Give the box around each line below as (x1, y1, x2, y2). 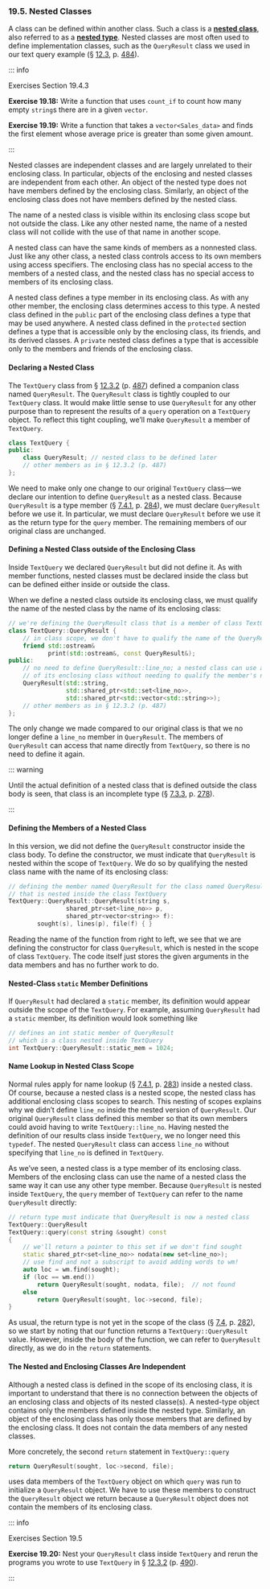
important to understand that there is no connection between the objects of (8, 1388, 258, 1398)
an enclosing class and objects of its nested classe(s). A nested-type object (8, 1397, 260, 1406)
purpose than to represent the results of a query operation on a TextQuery (8, 406, 251, 416)
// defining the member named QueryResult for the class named (8, 882, 225, 891)
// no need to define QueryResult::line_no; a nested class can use (22, 664, 257, 672)
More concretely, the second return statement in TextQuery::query (8, 1446, 230, 1456)
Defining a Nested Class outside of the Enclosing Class (8, 544, 196, 554)
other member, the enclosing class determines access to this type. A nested (8, 301, 260, 311)
